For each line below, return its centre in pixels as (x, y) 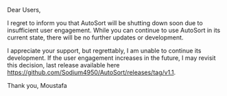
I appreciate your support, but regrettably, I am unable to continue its (104, 51)
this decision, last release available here (63, 65)
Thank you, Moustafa (37, 85)
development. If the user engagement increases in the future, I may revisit (111, 58)
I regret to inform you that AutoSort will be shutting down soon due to (105, 23)
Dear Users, (24, 10)
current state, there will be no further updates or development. (95, 37)
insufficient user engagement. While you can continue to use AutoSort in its (114, 30)
